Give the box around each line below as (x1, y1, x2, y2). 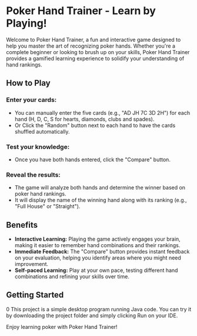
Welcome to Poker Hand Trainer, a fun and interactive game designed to (6, 36, 181, 43)
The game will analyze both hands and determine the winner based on (14, 184, 186, 191)
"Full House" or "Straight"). (14, 203, 81, 210)
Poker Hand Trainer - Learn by (6, 4, 156, 18)
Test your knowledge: (6, 142, 70, 151)
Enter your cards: (6, 96, 57, 104)
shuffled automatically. (14, 128, 70, 135)
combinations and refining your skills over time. (14, 273, 129, 280)
